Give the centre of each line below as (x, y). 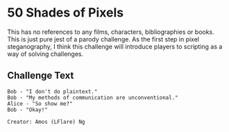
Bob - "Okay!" (28, 110)
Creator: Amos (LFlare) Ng (46, 122)
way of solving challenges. (45, 54)
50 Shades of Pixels (65, 13)
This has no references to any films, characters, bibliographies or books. (111, 32)
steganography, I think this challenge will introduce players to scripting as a (115, 46)
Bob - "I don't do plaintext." (52, 91)
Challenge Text (41, 76)
